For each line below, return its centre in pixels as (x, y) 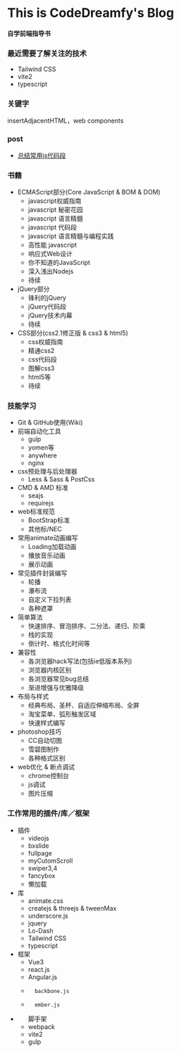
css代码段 (43, 359)
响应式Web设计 (50, 254)
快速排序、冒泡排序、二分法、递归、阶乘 (87, 626)
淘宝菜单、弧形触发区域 (62, 714)
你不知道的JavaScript (59, 263)
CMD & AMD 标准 (43, 488)
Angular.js (43, 977)
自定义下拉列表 (50, 600)
